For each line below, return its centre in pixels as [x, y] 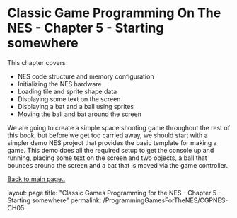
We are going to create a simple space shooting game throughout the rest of [119, 127]
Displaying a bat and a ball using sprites [76, 106]
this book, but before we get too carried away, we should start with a [108, 135]
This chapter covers [36, 62]
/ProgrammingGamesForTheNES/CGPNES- [166, 200]
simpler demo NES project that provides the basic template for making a [112, 142]
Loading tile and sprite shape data [67, 91]
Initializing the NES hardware [59, 84]
